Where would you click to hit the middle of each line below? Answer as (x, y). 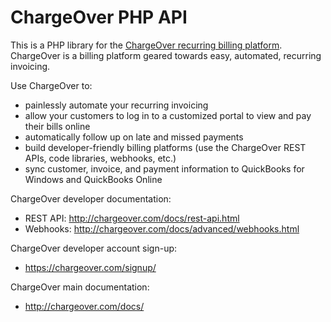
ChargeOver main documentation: (80, 287)
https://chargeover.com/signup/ (90, 267)
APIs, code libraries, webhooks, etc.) (100, 158)
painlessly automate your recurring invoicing (116, 105)
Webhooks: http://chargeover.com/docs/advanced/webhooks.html (162, 228)
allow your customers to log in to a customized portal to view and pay (168, 115)
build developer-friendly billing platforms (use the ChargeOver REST (165, 147)
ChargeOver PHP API (99, 17)
